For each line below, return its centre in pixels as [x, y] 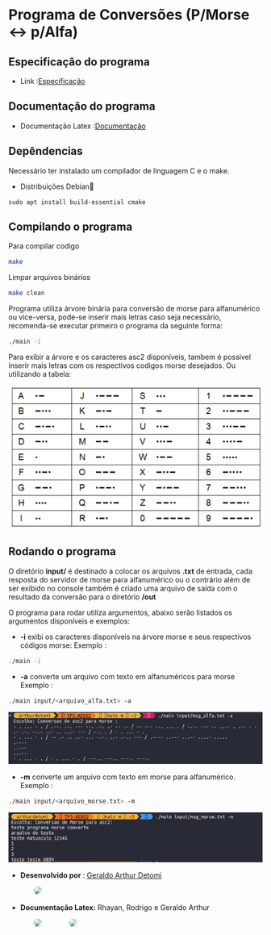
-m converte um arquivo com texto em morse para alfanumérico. [128, 777]
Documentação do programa [82, 106]
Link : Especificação [52, 81]
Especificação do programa [79, 62]
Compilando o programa [71, 227]
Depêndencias [46, 151]
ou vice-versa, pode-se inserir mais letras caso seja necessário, [115, 317]
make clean [27, 293]
